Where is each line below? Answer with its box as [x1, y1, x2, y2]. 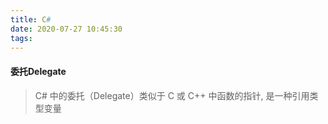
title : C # [10, 14, 52, 25]
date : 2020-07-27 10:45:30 [10, 24, 123, 34]
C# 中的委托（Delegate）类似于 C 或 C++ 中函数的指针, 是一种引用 [34, 89, 310, 101]
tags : [10, 33, 33, 43]
